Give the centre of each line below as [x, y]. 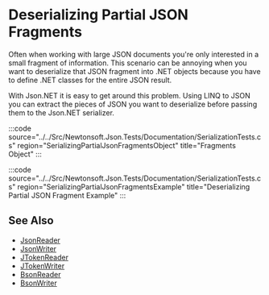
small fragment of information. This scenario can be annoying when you [128, 63]
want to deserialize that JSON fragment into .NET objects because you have [134, 71]
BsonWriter [39, 283]
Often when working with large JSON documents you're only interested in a [134, 54]
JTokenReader [44, 257]
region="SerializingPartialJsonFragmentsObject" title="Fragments [126, 145]
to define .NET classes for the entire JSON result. [90, 80]
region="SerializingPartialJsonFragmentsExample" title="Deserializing [134, 186]
